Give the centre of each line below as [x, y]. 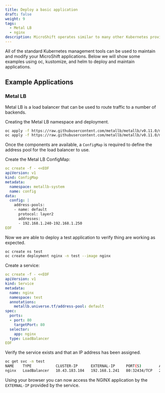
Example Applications [39, 82]
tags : [11, 23]
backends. [16, 112]
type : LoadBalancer [29, 338]
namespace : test [26, 297]
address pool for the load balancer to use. [47, 150]
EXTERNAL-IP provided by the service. [42, 385]
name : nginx [22, 293]
